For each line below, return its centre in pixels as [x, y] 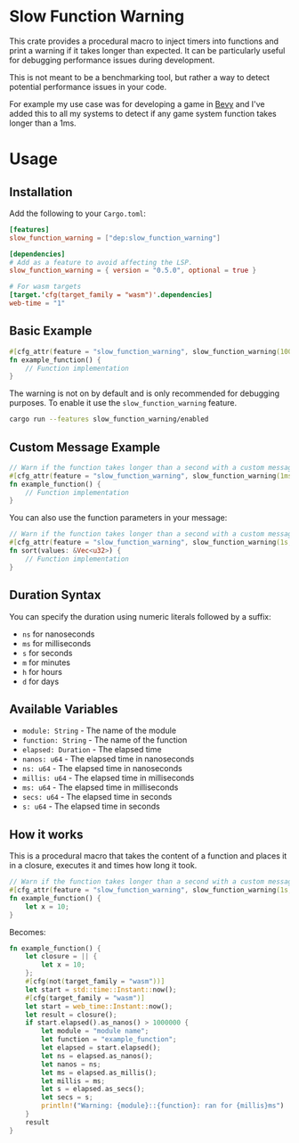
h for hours [42, 671]
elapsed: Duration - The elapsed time [92, 750]
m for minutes [46, 662]
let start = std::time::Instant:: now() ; [101, 990]
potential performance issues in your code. [88, 86]
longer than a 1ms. [43, 123]
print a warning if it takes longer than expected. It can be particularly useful [147, 50]
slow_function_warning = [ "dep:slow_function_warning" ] [115, 238]
